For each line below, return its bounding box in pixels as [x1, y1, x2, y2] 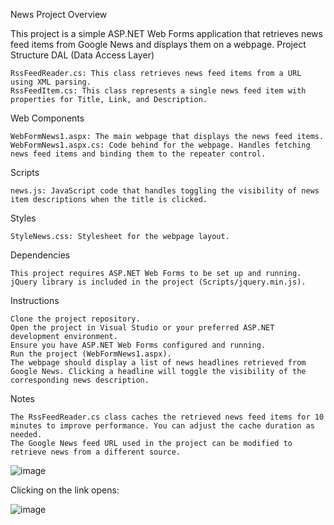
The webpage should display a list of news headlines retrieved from [10, 358, 307, 368]
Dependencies [10, 249, 71, 261]
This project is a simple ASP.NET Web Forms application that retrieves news [10, 28, 323, 39]
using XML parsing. [10, 77, 92, 87]
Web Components [10, 112, 85, 124]
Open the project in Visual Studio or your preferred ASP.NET [10, 323, 275, 333]
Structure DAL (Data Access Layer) [10, 49, 155, 61]
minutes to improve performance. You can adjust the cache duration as [10, 421, 315, 431]
